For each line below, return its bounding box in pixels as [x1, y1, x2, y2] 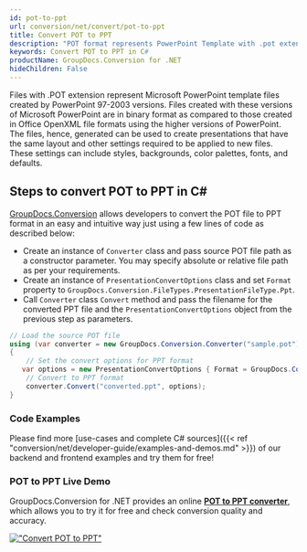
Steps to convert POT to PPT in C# [9, 184, 207, 199]
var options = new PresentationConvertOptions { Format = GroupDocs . [21, 365, 292, 375]
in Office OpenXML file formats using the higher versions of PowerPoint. [9, 118, 281, 129]
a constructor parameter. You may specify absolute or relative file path [22, 255, 289, 266]
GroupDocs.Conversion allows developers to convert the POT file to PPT [9, 207, 281, 219]
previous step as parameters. [22, 313, 133, 324]
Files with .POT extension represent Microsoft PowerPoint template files [9, 89, 281, 101]
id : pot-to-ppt [9, 13, 68, 23]
